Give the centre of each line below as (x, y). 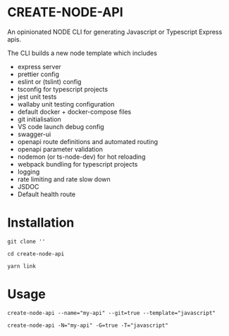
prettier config (38, 74)
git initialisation (39, 119)
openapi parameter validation (60, 149)
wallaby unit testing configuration (66, 104)
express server (39, 66)
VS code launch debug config (61, 126)
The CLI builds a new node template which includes (82, 53)
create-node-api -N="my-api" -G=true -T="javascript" (88, 325)
